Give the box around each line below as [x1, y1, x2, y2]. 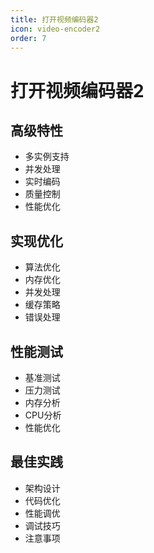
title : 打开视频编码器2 [10, 14, 99, 25]
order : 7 [10, 33, 47, 43]
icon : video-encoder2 [10, 24, 101, 34]
